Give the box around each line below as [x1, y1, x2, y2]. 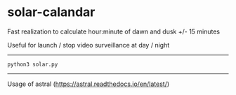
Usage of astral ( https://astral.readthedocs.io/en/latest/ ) [7, 80, 170, 88]
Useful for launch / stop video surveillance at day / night [7, 41, 170, 49]
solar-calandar [7, 4, 96, 20]
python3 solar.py [7, 61, 58, 68]
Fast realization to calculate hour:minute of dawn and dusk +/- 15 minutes [7, 27, 221, 36]
